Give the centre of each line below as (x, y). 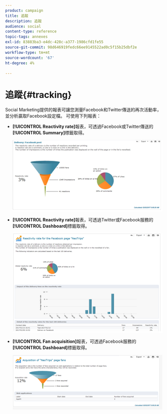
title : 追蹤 (17, 16)
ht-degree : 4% (20, 63)
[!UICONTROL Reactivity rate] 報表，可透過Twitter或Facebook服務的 (83, 219)
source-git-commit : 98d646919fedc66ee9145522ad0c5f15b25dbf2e (71, 47)
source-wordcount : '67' (30, 58)
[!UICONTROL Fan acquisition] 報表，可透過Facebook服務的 (74, 341)
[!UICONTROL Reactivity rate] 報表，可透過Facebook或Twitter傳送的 (83, 126)
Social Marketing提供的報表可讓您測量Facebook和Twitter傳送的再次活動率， (83, 110)
